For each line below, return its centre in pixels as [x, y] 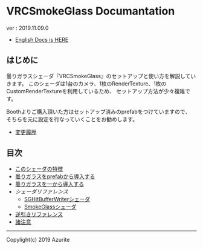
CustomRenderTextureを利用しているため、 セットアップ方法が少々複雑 [96, 91]
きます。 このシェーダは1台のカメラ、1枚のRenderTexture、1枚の [86, 84]
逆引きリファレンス [39, 214]
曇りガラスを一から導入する [50, 184]
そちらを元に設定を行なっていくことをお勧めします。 [72, 119]
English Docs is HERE [42, 39]
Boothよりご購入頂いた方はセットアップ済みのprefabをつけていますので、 [98, 111]
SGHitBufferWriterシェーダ [57, 199]
